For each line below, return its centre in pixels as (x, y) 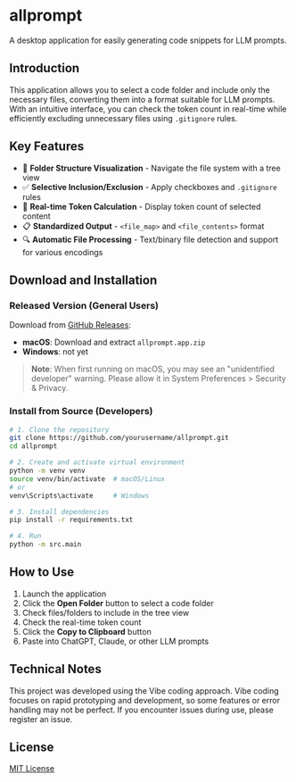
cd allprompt (33, 446)
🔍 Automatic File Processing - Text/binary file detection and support (150, 239)
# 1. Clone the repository (59, 429)
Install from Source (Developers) (81, 412)
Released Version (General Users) (84, 305)
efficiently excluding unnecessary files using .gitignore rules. (123, 118)
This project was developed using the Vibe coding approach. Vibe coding (144, 690)
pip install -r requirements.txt (71, 520)
